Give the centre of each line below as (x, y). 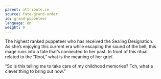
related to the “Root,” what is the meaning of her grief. (59, 57)
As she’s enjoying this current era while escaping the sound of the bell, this (81, 47)
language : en (18, 23)
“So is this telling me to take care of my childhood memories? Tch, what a (79, 66)
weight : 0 (15, 28)
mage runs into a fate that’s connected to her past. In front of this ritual (76, 52)
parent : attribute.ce (27, 9)
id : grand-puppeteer (26, 18)
